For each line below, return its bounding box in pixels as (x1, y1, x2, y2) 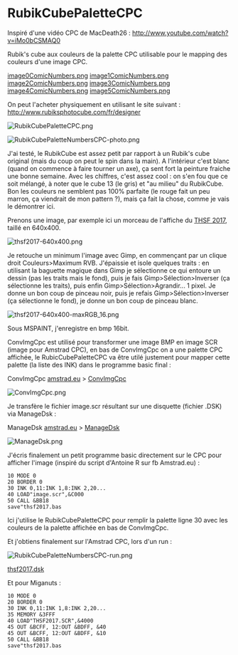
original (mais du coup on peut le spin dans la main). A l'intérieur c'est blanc (7, 157, 229, 165)
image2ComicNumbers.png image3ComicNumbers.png (7, 78, 171, 87)
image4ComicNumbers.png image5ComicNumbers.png (7, 86, 171, 95)
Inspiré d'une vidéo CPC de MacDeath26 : (7, 28, 131, 37)
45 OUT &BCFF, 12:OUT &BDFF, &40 (7, 623, 107, 631)
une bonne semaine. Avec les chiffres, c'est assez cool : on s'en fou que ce (7, 172, 229, 180)
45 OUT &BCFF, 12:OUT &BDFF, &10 (7, 629, 107, 636)
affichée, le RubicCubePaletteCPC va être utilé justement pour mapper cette (7, 352, 231, 361)
